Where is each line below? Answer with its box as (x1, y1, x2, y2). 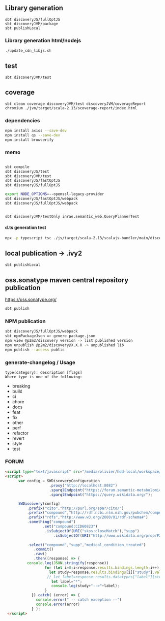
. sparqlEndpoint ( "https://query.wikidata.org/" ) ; (49, 492, 153, 497)
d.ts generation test (5, 225, 47, 230)
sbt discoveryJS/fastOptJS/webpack (5, 196, 78, 201)
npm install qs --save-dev (5, 132, 60, 137)
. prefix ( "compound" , (27, 510, 69, 515)
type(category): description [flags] (5, 370, 82, 375)
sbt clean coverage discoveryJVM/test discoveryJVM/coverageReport (5, 101, 146, 106)
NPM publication (5, 318, 46, 325)
